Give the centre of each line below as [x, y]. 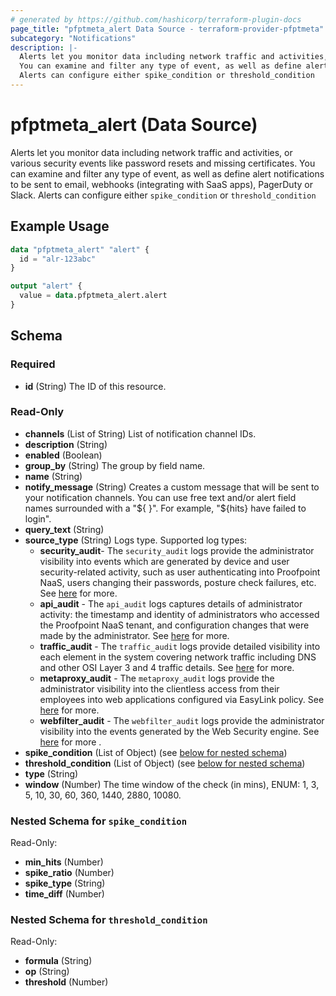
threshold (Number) [66, 982]
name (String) [53, 476]
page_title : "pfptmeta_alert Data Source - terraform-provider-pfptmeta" [167, 29]
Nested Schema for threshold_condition [109, 920]
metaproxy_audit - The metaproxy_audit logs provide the [157, 678]
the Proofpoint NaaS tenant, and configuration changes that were [174, 625]
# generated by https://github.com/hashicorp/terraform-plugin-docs [156, 19]
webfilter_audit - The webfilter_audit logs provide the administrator [182, 720]
